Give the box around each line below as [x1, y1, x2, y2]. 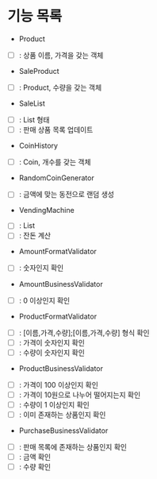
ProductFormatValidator [18, 311, 97, 321]
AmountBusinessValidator [18, 279, 104, 288]
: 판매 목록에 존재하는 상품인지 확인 [18, 442, 128, 451]
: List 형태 [18, 115, 50, 125]
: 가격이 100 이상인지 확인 [18, 380, 98, 389]
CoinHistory [18, 141, 59, 151]
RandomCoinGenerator [18, 173, 94, 183]
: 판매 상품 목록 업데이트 [18, 125, 94, 135]
